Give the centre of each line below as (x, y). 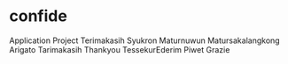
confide (39, 16)
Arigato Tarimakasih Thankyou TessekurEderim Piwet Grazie (120, 49)
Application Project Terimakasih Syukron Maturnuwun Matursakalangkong (145, 40)
